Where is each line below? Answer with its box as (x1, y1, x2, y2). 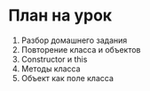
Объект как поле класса (20, 72, 114, 83)
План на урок (8, 5, 113, 26)
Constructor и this (20, 54, 88, 64)
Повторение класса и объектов (20, 44, 141, 54)
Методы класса (20, 63, 81, 74)
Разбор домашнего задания (20, 35, 128, 45)
